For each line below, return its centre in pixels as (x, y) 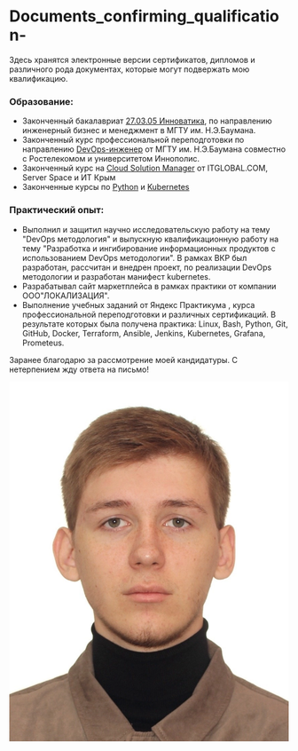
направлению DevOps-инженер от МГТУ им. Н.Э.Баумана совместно (154, 149)
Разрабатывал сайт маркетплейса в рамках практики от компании (149, 286)
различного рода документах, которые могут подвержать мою (129, 69)
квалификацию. (39, 78)
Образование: (41, 101)
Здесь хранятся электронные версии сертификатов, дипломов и (132, 59)
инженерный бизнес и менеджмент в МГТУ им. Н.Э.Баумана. (139, 130)
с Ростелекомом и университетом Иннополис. (110, 159)
